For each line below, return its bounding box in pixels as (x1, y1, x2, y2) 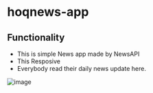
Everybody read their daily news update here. (16, 65, 146, 72)
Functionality (7, 32, 65, 43)
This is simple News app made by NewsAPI (16, 50, 140, 58)
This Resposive (16, 57, 60, 65)
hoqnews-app (7, 4, 89, 20)
